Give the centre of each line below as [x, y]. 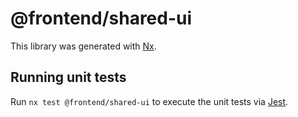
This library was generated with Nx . [83, 46]
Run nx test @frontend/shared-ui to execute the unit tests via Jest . [149, 101]
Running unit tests [68, 77]
